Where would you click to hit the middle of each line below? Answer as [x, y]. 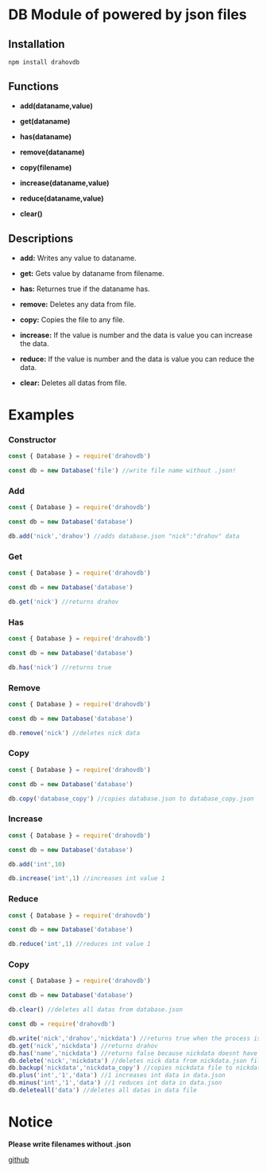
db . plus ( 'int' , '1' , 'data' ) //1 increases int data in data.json [117, 1076]
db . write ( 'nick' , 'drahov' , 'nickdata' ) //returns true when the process [129, 1038]
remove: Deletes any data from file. [78, 304]
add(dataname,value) [56, 106]
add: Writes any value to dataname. [78, 258]
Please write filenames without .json [70, 1144]
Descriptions [41, 239]
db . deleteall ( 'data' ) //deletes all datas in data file [103, 1090]
